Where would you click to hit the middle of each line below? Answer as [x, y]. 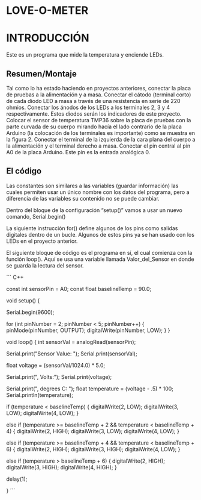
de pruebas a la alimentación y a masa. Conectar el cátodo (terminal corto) [99, 95]
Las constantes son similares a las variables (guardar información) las [92, 186]
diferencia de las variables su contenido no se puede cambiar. [83, 198]
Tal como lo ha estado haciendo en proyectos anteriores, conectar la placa [98, 88]
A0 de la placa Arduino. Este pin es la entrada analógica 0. [78, 152]
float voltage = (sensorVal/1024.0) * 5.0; [56, 365]
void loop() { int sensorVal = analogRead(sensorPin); [71, 342]
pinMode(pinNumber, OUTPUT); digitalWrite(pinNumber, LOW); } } [88, 330]
